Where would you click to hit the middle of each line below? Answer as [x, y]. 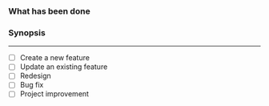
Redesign [36, 76]
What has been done [49, 11]
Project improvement [54, 94]
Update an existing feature [64, 67]
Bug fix [32, 85]
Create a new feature [55, 58]
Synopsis [27, 32]
